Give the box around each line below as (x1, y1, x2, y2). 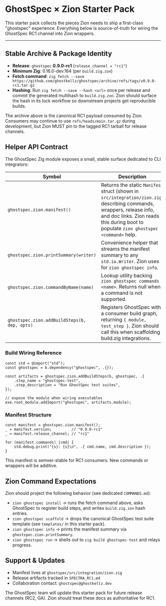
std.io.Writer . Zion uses (101, 258, 160, 265)
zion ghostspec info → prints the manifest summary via (12, 526, 127, 532)
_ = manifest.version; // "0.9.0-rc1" (5, 427, 103, 432)
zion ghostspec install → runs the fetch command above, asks (12, 500, 143, 506)
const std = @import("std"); (5, 361, 65, 366)
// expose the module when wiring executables (5, 396, 103, 401)
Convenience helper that (101, 239, 158, 246)
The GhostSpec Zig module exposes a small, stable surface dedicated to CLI (5, 156, 161, 162)
